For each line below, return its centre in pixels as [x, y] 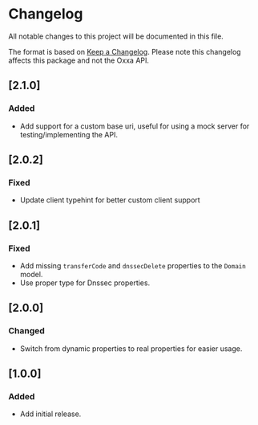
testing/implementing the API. [69, 134]
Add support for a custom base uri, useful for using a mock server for [135, 126]
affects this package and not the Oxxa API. [79, 60]
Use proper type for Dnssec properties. [85, 283]
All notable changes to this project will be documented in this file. [116, 36]
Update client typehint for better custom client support [110, 200]
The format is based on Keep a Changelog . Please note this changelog [125, 51]
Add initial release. [50, 414]
